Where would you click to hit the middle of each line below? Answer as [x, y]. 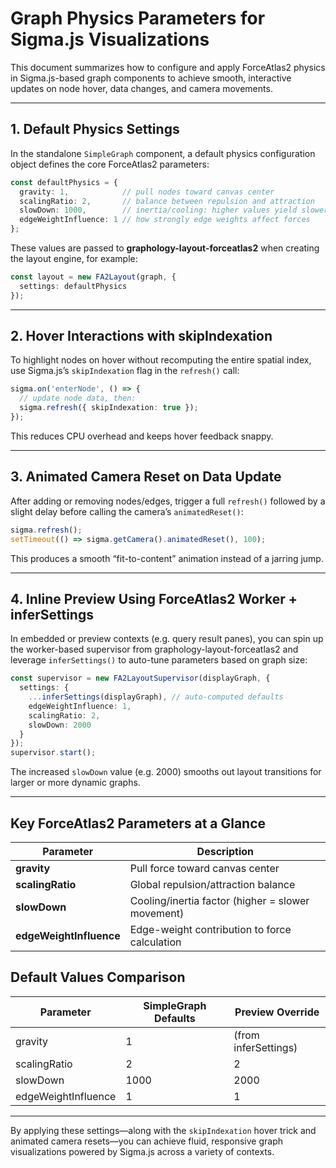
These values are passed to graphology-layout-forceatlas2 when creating [165, 248]
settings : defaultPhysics [73, 286]
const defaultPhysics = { [64, 182]
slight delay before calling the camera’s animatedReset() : [127, 511]
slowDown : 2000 [60, 725]
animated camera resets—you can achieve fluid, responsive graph [147, 1141]
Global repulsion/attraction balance [212, 884]
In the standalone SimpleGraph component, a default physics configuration [163, 153]
